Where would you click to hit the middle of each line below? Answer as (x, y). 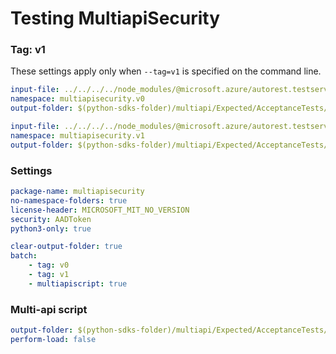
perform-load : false (53, 339)
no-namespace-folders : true (69, 200)
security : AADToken (51, 219)
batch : (24, 256)
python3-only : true (51, 228)
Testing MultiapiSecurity (115, 18)
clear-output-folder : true (66, 247)
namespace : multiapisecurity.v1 (77, 135)
